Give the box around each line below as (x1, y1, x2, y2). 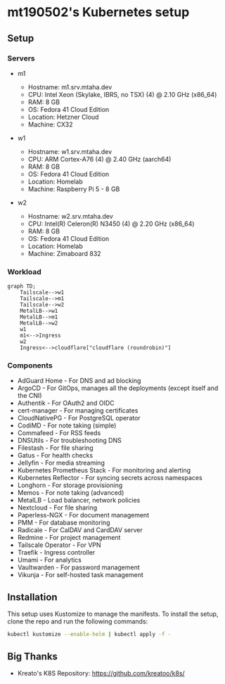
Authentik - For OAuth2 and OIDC (17, 399, 115, 408)
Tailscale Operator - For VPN (17, 541, 101, 549)
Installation (7, 591, 58, 603)
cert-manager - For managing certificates (17, 406, 139, 415)
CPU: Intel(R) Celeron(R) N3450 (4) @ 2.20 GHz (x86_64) (27, 219, 195, 228)
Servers (7, 53, 35, 63)
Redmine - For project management (17, 534, 121, 542)
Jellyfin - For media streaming (17, 458, 105, 467)
